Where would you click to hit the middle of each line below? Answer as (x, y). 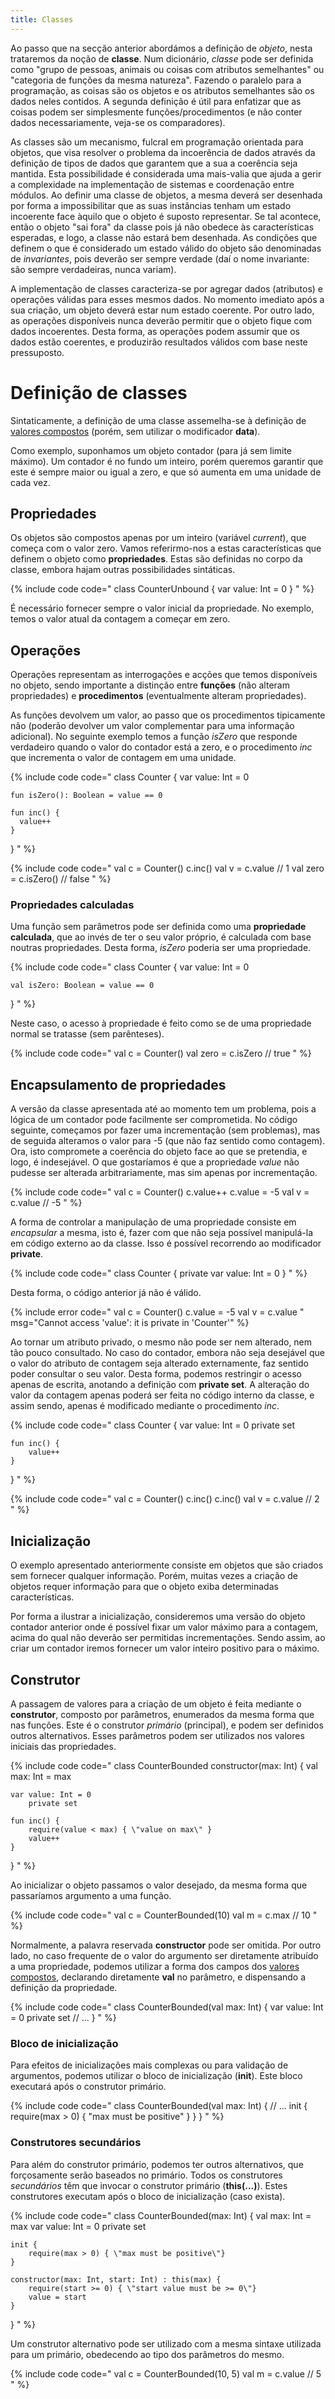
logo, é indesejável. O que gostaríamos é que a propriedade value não (155, 1162)
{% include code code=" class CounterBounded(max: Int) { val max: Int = (161, 2215)
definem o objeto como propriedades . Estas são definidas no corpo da (156, 559)
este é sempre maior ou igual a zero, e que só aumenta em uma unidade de (166, 472)
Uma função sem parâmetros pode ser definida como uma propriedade (158, 927)
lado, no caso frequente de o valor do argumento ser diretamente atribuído (164, 1955)
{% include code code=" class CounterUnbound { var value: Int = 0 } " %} (162, 589)
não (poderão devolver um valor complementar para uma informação (152, 726)
